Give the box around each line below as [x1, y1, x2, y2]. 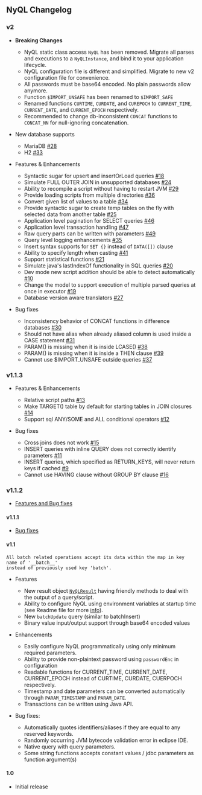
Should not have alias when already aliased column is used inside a [24, 330, 192, 337]
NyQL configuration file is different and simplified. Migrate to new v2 [24, 68, 195, 75]
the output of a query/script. [24, 593, 95, 601]
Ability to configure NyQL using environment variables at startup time [24, 600, 197, 607]
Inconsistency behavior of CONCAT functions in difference [24, 317, 170, 325]
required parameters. [24, 649, 77, 656]
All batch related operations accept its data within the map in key [6, 554, 185, 560]
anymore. [24, 87, 48, 94]
